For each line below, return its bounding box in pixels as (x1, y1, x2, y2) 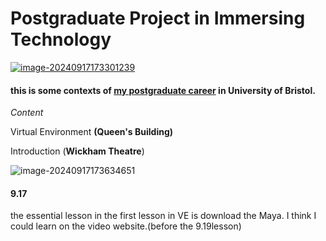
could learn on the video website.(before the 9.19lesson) (10, 220, 242, 232)
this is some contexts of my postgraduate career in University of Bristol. (10, 84, 316, 96)
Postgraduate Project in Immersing (10, 7, 306, 30)
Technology (10, 28, 112, 51)
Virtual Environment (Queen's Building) (10, 126, 174, 138)
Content (10, 107, 44, 119)
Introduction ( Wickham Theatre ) (10, 145, 145, 157)
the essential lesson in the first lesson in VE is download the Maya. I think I (10, 210, 317, 222)
